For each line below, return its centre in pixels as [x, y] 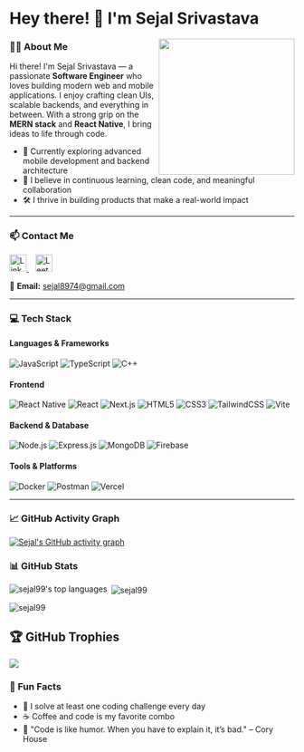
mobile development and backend [86, 161]
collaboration [47, 190]
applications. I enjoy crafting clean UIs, [82, 95]
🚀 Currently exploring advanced [82, 151]
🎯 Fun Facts [35, 686]
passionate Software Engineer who [76, 76]
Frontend [27, 384]
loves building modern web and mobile [81, 86]
